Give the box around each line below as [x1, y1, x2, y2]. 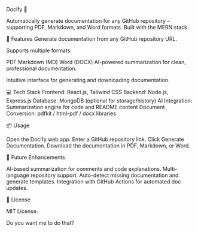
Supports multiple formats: [6, 47, 72, 54]
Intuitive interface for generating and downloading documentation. [6, 77, 170, 83]
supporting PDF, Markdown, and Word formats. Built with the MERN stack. [6, 24, 189, 31]
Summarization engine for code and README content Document [6, 104, 165, 110]
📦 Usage [6, 122, 30, 129]
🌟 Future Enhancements [6, 153, 65, 161]
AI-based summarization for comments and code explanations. [6, 165, 162, 172]
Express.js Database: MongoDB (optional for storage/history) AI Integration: [6, 97, 193, 104]
